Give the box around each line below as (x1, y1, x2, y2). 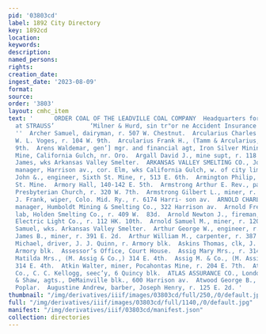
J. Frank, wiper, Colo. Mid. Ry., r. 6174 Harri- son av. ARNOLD (15, 195, 239, 203)
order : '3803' (8, 100, 55, 108)
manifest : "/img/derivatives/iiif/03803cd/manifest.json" (8, 306, 203, 313)
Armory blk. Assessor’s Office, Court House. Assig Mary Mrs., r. (15, 247, 246, 255)
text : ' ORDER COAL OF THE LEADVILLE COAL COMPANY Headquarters (8, 115, 246, 123)
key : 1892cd (8, 26, 47, 34)
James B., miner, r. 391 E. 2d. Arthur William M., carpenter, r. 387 (15, 233, 257, 241)
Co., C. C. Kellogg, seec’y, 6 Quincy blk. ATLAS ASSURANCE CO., (15, 269, 239, 277)
